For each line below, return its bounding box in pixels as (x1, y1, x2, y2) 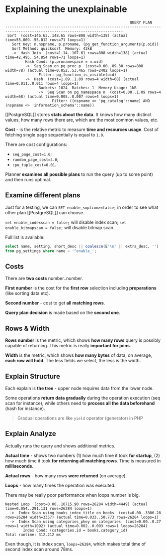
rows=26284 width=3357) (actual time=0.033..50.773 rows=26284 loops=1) (5, 515, 159, 520)
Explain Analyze (5, 429, 56, 438)
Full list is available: (5, 234, 45, 240)
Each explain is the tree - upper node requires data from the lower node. (5, 385, 154, 391)
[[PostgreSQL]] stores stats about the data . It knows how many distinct (5, 111, 152, 118)
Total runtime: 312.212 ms (5, 532, 61, 537)
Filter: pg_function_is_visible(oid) (38, 72, 117, 77)
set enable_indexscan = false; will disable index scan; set (5, 219, 127, 225)
